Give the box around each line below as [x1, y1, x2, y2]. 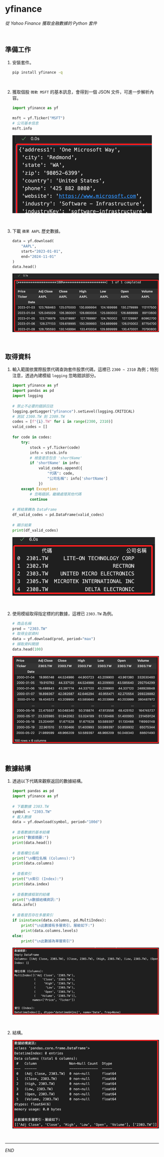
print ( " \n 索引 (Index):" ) [12, 876, 63, 881]
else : [12, 933, 23, 938]
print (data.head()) [12, 840, 52, 845]
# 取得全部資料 [12, 631, 39, 636]
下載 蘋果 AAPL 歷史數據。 [12, 228, 63, 234]
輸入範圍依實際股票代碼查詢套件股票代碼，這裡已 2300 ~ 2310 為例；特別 [12, 366, 159, 372]
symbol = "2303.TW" [12, 809, 52, 814]
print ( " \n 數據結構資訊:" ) [12, 897, 61, 902]
